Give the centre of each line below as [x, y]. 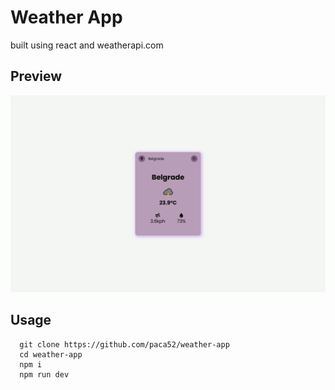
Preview [36, 76]
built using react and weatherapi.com [87, 45]
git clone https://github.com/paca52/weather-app [124, 344]
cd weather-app [51, 354]
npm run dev [44, 374]
